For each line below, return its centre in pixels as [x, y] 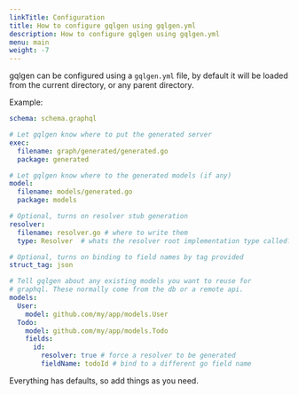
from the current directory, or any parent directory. [102, 85]
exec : [19, 143]
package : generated [53, 159]
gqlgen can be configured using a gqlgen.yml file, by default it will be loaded [149, 75]
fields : [39, 339]
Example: [26, 102]
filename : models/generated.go [75, 192]
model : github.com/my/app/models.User [97, 314]
